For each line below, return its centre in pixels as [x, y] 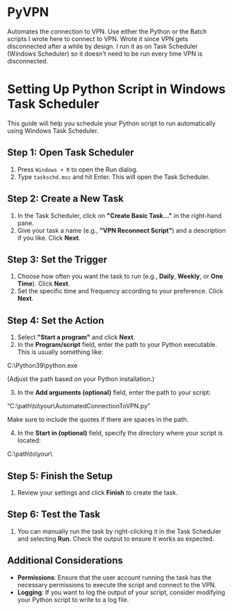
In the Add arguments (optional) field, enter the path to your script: [114, 393]
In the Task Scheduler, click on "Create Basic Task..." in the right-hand [119, 215]
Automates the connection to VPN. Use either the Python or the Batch [107, 31]
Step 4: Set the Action [56, 320]
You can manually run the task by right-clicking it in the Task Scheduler [119, 531]
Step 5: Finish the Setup [60, 475]
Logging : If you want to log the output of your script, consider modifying [121, 592]
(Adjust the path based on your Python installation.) [81, 379]
